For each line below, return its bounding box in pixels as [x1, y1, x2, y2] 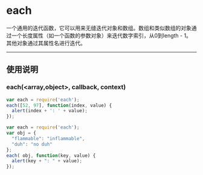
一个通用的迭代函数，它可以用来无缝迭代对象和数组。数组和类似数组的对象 [6, 24, 192, 31]
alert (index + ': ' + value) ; [11, 108, 88, 114]
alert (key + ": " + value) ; [11, 158, 83, 164]
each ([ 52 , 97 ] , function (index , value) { [6, 102, 112, 109]
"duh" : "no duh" [11, 141, 53, 147]
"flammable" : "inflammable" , [11, 135, 85, 142]
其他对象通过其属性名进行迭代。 [6, 39, 86, 46]
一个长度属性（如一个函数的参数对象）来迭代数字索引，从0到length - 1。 [11, 31, 192, 39]
